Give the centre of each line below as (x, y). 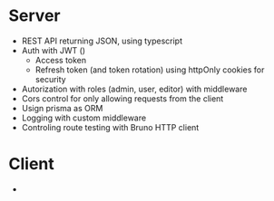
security (50, 79)
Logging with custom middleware (84, 118)
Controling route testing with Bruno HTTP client (110, 127)
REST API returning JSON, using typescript (102, 41)
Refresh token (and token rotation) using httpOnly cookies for (150, 70)
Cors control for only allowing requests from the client (122, 98)
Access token (61, 60)
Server (34, 16)
